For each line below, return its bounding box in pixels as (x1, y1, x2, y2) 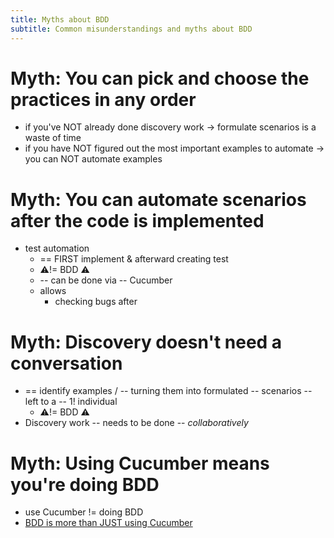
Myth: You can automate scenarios (10, 188, 307, 211)
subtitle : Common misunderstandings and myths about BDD (10, 24, 253, 34)
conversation (10, 352, 123, 375)
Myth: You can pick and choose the (10, 67, 310, 90)
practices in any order (10, 88, 197, 111)
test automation (24, 242, 90, 255)
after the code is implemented (10, 209, 265, 232)
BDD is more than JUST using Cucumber (24, 517, 193, 529)
